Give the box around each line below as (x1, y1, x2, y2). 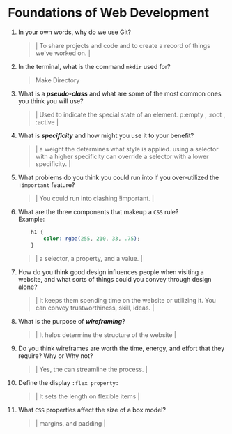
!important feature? (17, 180, 75, 189)
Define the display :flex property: (17, 378, 119, 387)
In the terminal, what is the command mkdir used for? (17, 62, 171, 70)
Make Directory (35, 75, 80, 84)
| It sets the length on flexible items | (35, 392, 140, 401)
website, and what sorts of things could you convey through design (17, 275, 212, 283)
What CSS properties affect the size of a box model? (17, 405, 167, 414)
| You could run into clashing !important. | (35, 194, 155, 202)
